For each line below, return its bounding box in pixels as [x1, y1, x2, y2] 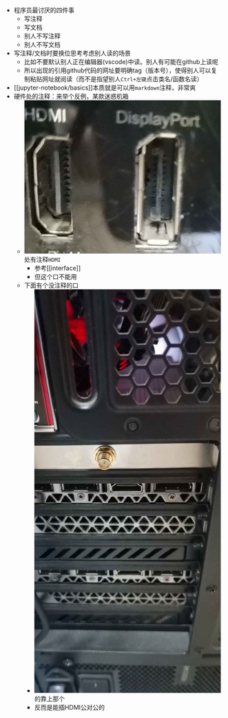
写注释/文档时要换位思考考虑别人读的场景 [13, 49, 131, 57]
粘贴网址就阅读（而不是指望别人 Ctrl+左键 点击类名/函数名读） [30, 75, 203, 83]
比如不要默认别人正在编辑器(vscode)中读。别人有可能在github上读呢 [23, 58, 218, 65]
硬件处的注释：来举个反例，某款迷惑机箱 [13, 92, 129, 100]
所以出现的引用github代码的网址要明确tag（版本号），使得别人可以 [23, 66, 211, 74]
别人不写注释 [23, 32, 61, 40]
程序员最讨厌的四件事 [13, 6, 74, 14]
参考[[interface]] [34, 264, 81, 272]
